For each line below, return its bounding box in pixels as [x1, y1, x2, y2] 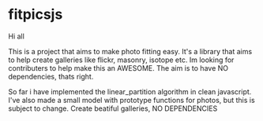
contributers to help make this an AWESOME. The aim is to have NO [8, 63, 229, 72]
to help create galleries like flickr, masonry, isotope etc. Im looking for [8, 55, 235, 64]
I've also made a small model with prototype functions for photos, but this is [8, 95, 255, 104]
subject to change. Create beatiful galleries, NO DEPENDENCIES [8, 104, 218, 113]
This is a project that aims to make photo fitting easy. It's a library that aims [8, 46, 253, 56]
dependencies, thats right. [8, 71, 94, 81]
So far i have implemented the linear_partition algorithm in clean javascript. [8, 86, 252, 96]
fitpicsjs [8, 5, 63, 24]
